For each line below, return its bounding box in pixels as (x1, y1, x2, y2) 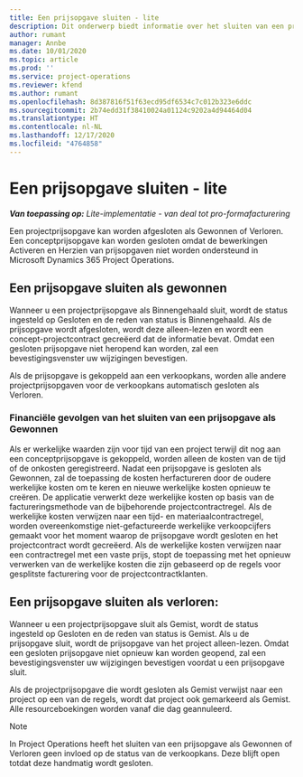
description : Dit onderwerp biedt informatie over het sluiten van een (9, 22, 284, 31)
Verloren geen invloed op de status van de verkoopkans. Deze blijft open (9, 747, 280, 759)
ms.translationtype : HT (9, 114, 99, 123)
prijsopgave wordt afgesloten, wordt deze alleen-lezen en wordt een (9, 323, 264, 334)
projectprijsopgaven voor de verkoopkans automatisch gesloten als (9, 379, 260, 390)
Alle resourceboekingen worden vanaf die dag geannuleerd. (9, 703, 233, 714)
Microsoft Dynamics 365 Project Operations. (9, 254, 175, 265)
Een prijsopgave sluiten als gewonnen (9, 281, 227, 296)
